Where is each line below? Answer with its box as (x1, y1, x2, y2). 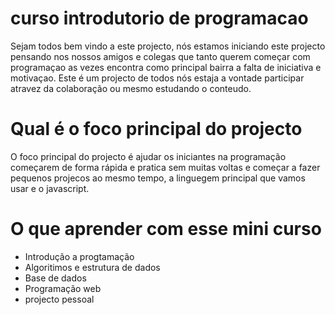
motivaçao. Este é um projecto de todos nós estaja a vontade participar (10, 72, 305, 84)
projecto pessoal (24, 293, 95, 305)
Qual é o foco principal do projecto (10, 118, 303, 141)
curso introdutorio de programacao (10, 7, 309, 30)
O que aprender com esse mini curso (10, 218, 322, 241)
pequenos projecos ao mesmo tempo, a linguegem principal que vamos (10, 172, 306, 184)
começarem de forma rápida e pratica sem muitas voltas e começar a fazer (10, 161, 321, 173)
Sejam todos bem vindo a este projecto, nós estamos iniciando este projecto (10, 40, 326, 52)
